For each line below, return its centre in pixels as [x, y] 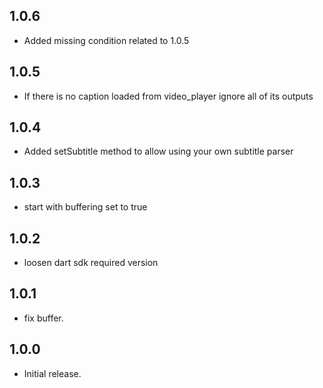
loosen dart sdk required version [91, 263]
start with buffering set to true [85, 207]
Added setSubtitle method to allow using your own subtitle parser [158, 151]
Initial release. [52, 373]
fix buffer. [43, 318]
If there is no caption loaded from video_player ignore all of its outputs [168, 96]
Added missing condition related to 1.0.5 [106, 40]
